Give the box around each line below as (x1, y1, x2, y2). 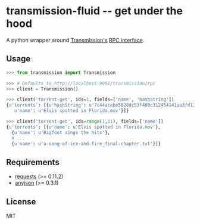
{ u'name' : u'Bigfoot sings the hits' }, (11, 129, 111, 135)
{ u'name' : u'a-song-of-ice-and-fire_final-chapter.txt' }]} (11, 141, 161, 147)
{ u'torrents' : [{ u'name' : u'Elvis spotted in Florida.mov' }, (6, 124, 161, 130)
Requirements (6, 157, 60, 167)
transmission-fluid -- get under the (6, 4, 183, 18)
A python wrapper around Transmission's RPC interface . (6, 36, 145, 43)
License (6, 197, 36, 207)
